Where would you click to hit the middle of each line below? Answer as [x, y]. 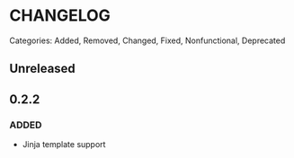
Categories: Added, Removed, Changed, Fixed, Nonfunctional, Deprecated [147, 40]
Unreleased [43, 69]
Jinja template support [64, 145]
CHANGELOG [60, 16]
